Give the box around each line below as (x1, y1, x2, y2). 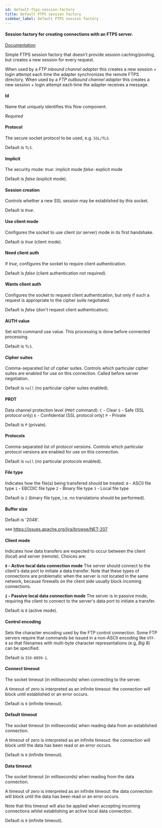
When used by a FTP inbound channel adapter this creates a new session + (5, 66, 157, 72)
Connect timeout (5, 666, 40, 672)
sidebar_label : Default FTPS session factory (5, 16, 98, 21)
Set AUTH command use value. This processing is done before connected (5, 329, 150, 335)
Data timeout (5, 763, 32, 769)
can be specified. (5, 645, 40, 651)
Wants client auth (5, 281, 41, 287)
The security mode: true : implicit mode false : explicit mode (5, 167, 123, 172)
